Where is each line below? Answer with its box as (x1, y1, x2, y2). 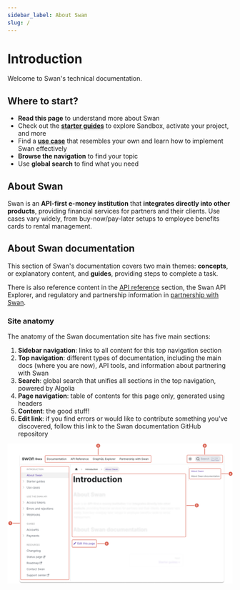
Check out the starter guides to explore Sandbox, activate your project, (17, 121, 229, 130)
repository (17, 429, 49, 439)
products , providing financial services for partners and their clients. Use (7, 207, 220, 216)
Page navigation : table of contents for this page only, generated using (17, 391, 225, 400)
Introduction (7, 51, 83, 67)
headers (17, 399, 43, 408)
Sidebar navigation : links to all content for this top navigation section (17, 346, 222, 355)
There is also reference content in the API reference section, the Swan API (7, 283, 226, 291)
